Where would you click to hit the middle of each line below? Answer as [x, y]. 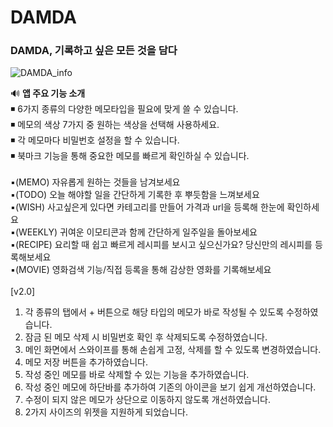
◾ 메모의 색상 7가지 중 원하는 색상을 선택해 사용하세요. [115, 125]
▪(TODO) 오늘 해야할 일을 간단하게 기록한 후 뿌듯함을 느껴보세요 [135, 195]
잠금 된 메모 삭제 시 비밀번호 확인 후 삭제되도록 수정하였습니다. [146, 337]
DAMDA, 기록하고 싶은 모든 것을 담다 [94, 51]
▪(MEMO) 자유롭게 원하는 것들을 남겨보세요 [95, 182]
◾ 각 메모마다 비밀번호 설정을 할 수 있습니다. [95, 140]
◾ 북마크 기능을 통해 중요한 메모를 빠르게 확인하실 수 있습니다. [130, 156]
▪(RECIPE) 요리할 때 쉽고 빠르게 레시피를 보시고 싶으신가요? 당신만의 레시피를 [161, 245]
